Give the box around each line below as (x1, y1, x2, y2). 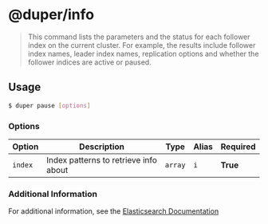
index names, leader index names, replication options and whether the (27, 49, 259, 58)
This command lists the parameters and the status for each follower (27, 32, 250, 41)
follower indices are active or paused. (27, 57, 152, 67)
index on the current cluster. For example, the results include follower (27, 40, 256, 49)
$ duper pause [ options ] (8, 101, 91, 109)
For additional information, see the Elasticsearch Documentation (8, 206, 219, 216)
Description (79, 141, 125, 152)
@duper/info (8, 6, 95, 24)
